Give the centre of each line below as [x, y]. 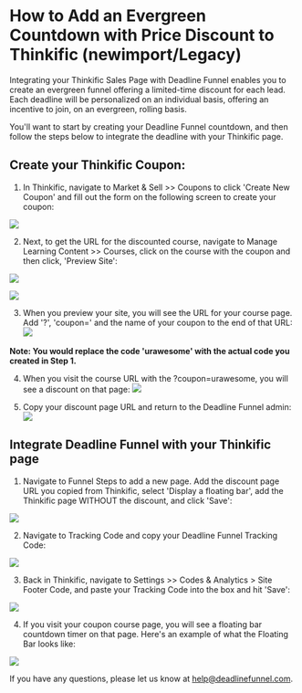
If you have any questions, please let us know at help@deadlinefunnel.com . [151, 678]
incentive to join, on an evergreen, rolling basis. [98, 109]
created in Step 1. [43, 361]
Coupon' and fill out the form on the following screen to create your [149, 196]
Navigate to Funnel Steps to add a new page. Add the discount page [151, 481]
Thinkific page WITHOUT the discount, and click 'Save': [127, 500]
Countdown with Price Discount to [142, 35]
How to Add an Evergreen [108, 16]
